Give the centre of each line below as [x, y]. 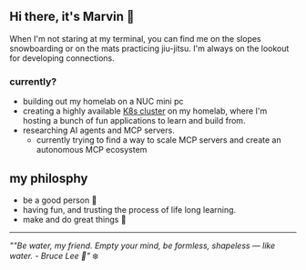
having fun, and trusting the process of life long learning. [129, 209]
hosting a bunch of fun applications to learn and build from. [134, 121]
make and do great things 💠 [74, 219]
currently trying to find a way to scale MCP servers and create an [158, 140]
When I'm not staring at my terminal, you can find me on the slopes [135, 38]
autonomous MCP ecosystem [92, 150]
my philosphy [49, 178]
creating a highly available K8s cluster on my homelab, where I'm [145, 111]
